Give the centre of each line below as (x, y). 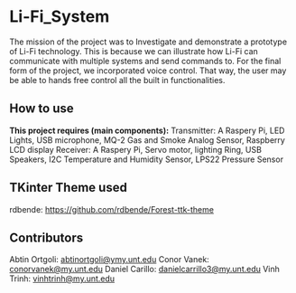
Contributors (46, 237)
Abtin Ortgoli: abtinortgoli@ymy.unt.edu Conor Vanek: (109, 260)
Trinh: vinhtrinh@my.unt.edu (62, 279)
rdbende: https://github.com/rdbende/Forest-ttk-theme (112, 209)
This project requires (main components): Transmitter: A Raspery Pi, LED (147, 130)
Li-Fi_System (60, 17)
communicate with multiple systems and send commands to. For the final (145, 61)
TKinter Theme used (69, 188)
